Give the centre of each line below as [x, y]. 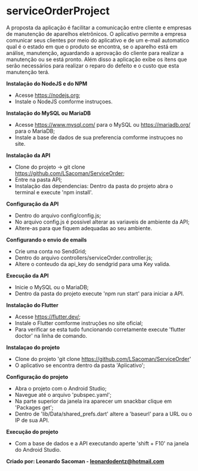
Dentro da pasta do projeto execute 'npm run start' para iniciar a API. [99, 293]
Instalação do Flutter [32, 305]
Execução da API [27, 276]
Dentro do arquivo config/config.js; [58, 215]
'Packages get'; [34, 407]
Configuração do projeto [37, 377]
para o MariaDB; [35, 131]
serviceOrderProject [58, 11]
